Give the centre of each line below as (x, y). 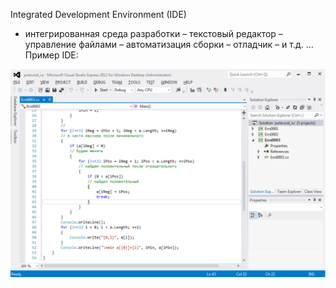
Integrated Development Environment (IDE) (98, 14)
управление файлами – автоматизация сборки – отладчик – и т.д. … (169, 44)
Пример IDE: (51, 55)
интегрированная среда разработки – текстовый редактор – (153, 33)
